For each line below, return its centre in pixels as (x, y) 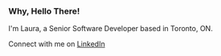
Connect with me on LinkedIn (57, 44)
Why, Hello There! (44, 11)
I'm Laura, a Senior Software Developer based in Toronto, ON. (110, 29)
